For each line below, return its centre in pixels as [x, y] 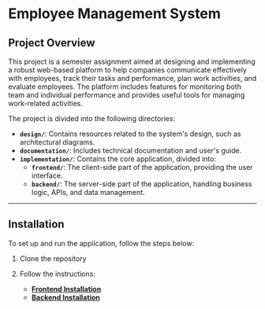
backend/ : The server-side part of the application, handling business [142, 184]
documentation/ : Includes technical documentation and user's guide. [131, 151]
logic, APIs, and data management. [88, 192]
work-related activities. [45, 103]
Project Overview [52, 43]
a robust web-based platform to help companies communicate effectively [127, 70]
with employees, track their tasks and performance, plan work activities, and [132, 78]
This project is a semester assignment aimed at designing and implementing [132, 61]
